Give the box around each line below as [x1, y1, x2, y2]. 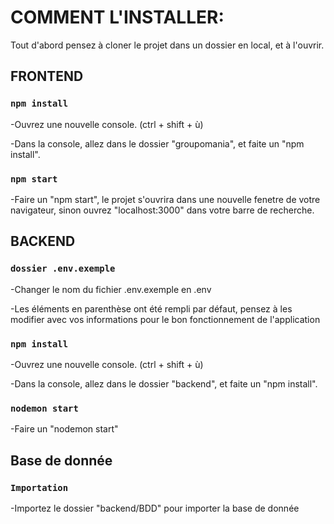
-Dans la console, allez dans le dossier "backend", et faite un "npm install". [10, 377, 318, 390]
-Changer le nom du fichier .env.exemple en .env [10, 283, 212, 295]
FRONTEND [10, 68, 84, 85]
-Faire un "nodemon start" [10, 423, 119, 435]
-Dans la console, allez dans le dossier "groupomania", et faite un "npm [10, 137, 305, 150]
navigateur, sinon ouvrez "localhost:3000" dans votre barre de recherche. [10, 204, 315, 216]
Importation [10, 482, 69, 493]
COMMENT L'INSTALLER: [10, 6, 225, 29]
